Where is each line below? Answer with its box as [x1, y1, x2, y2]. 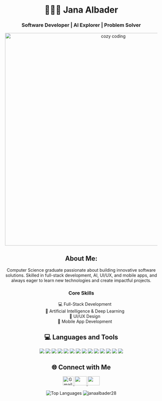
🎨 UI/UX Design [69, 313, 101, 319]
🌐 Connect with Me [51, 363, 111, 371]
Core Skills [68, 290, 94, 296]
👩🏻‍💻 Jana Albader [44, 4, 118, 16]
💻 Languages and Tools [44, 333, 118, 341]
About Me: [65, 254, 98, 262]
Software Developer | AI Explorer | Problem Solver [21, 22, 141, 29]
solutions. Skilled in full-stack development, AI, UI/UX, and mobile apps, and [5, 272, 157, 279]
